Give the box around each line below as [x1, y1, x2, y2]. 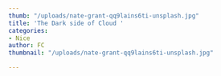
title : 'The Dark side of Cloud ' [8, 19, 125, 27]
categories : [8, 26, 48, 34]
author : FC [8, 42, 45, 50]
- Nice [8, 34, 31, 42]
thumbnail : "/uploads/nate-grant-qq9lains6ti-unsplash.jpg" [8, 49, 215, 57]
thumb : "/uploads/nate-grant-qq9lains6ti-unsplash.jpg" [8, 11, 199, 20]
